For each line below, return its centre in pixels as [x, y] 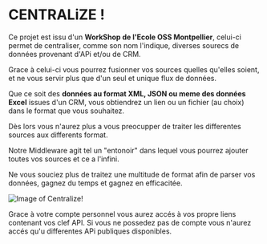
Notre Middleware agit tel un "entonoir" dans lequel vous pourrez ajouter [128, 150]
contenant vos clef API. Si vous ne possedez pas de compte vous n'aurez [130, 222]
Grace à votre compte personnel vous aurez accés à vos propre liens [122, 213]
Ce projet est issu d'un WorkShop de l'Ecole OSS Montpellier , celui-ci [125, 37]
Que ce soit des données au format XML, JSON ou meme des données [127, 93]
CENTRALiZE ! [57, 15]
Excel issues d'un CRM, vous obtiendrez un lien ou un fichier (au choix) [126, 102]
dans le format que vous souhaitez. [67, 111]
